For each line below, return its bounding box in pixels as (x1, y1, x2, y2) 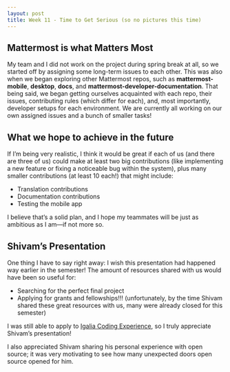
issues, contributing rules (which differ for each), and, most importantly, (7, 97, 211, 105)
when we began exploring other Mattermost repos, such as (7, 75, 176, 83)
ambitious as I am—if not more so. (7, 220, 105, 229)
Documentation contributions (17, 192, 101, 200)
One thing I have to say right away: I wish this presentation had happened (7, 258, 216, 267)
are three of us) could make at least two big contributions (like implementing (7, 157, 224, 165)
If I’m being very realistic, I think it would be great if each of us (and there (7, 149, 215, 158)
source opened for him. (7, 357, 74, 365)
